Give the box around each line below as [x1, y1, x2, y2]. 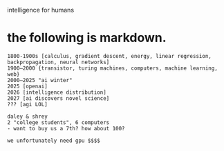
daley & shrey [7, 113, 48, 120]
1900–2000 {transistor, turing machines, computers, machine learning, [7, 65, 218, 72]
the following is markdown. [7, 30, 167, 46]
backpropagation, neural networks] [7, 59, 110, 66]
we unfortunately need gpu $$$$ [7, 137, 100, 144]
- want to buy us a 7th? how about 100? [7, 125, 126, 132]
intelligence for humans [7, 6, 75, 14]
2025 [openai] [7, 83, 48, 90]
